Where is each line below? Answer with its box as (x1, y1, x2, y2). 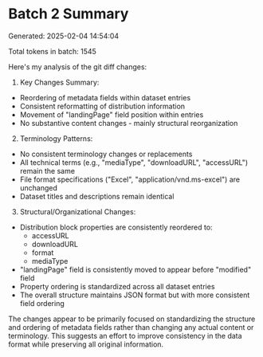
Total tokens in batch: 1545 (8, 46, 97, 56)
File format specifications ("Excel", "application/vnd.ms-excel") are (19, 175, 241, 184)
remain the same (19, 166, 76, 175)
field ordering (19, 298, 65, 308)
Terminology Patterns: (19, 133, 93, 143)
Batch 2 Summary (8, 5, 129, 23)
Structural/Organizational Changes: (19, 206, 136, 216)
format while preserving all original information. (8, 339, 164, 349)
